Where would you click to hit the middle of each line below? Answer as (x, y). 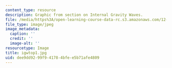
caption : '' (23, 34)
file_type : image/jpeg (29, 24)
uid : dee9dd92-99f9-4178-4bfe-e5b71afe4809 (52, 58)
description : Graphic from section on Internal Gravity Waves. (74, 15)
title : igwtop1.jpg (26, 53)
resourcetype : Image (27, 48)
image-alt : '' (25, 43)
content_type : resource (31, 10)
